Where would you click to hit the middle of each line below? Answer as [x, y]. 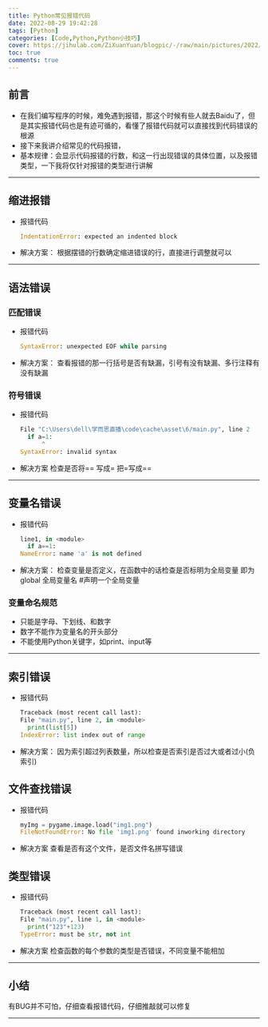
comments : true [33, 61]
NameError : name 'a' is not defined [81, 554]
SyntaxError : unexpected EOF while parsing [93, 347]
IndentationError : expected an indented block [99, 237]
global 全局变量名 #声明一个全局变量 [79, 580]
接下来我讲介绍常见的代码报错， [72, 145]
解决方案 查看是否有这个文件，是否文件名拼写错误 [101, 849]
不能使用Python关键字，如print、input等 [86, 642]
